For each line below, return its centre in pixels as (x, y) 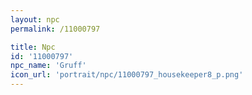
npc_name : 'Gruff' (48, 66)
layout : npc (35, 19)
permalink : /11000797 (55, 29)
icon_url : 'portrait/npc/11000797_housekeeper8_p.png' (127, 75)
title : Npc (33, 47)
